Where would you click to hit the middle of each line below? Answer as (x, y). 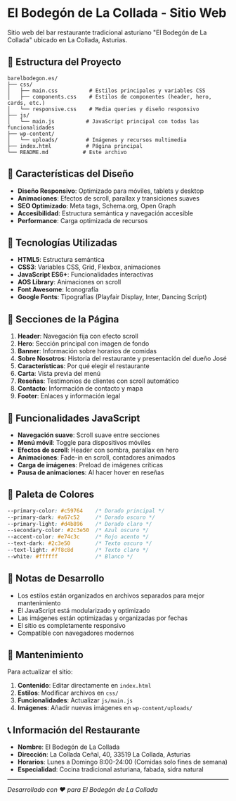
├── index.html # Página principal (75, 146)
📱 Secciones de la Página (63, 319)
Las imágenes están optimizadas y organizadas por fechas (103, 618)
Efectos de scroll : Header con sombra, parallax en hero (98, 450)
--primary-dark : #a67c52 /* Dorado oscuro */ (81, 517)
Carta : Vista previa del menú (59, 374)
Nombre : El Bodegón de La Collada (68, 747)
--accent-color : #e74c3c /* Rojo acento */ (78, 537)
